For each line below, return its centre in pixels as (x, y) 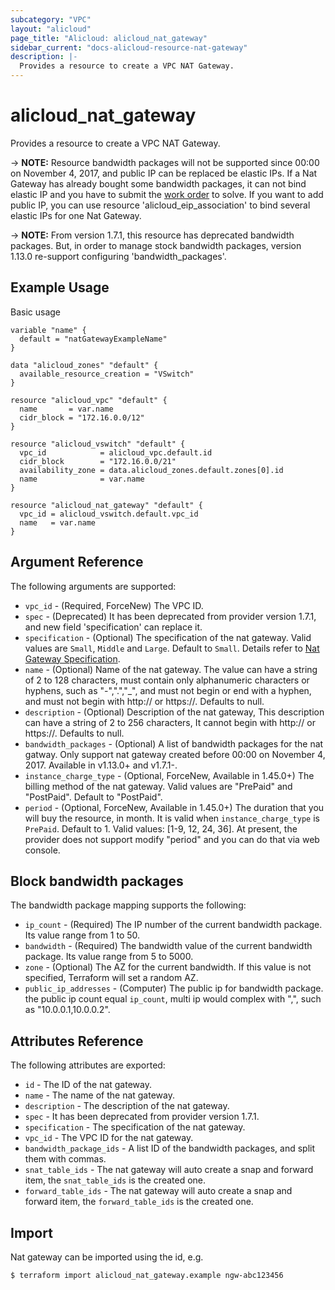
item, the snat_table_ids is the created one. (115, 1180)
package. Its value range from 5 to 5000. (109, 957)
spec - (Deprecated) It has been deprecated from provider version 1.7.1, (170, 616)
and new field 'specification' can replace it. (113, 627)
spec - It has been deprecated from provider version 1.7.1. (142, 1117)
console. (42, 850)
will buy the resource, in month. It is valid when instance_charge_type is (172, 818)
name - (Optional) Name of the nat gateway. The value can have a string (171, 669)
